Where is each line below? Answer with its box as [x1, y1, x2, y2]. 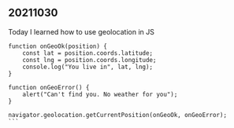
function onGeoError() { [8, 83, 90, 91]
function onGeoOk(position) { [8, 42, 108, 50]
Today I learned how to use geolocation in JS [8, 27, 155, 36]
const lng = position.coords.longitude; [22, 56, 157, 64]
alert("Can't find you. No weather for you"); [22, 90, 178, 98]
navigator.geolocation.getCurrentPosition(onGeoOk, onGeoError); [8, 111, 227, 119]
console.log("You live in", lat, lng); [22, 63, 154, 71]
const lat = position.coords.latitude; [22, 49, 154, 57]
